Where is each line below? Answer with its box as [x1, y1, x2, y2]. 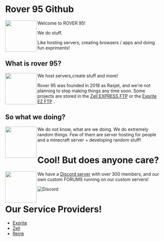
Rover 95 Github [5, 4, 74, 15]
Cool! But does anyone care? [37, 154, 159, 166]
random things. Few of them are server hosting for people [37, 131, 156, 137]
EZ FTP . [37, 98, 55, 104]
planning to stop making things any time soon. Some [37, 88, 145, 94]
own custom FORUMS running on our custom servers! [37, 176, 149, 182]
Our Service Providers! [5, 203, 102, 215]
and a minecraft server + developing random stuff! [37, 137, 141, 143]
